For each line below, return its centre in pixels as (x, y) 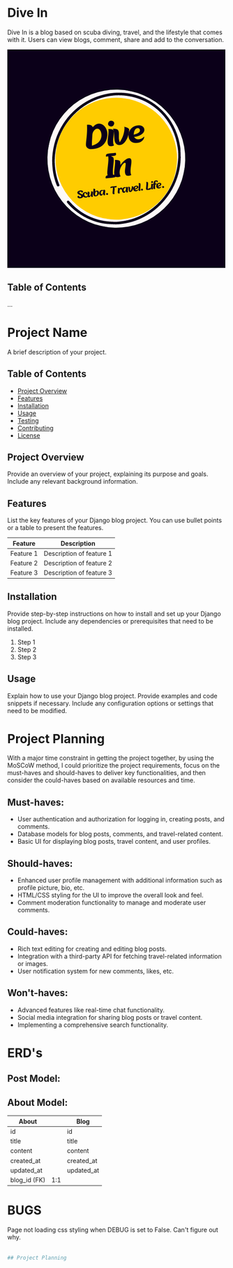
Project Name (47, 332)
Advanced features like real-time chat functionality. (91, 1010)
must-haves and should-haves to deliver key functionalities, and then (106, 773)
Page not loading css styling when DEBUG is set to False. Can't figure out (113, 1230)
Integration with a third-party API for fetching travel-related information (119, 956)
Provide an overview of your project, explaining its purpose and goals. (108, 474)
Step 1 (26, 642)
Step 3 (27, 657)
